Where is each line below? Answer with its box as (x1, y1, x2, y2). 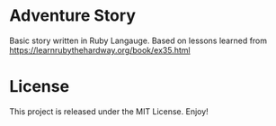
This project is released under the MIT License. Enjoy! (9, 105, 209, 117)
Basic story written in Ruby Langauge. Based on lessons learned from (9, 35, 268, 46)
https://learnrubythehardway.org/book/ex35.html (9, 44, 191, 55)
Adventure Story (9, 5, 137, 26)
